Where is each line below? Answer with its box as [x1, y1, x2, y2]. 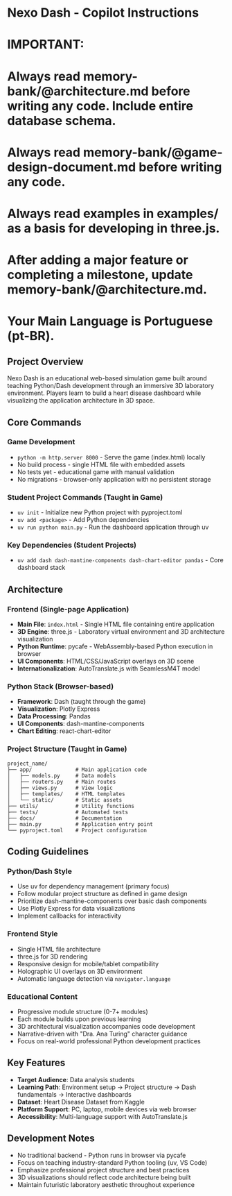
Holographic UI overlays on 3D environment [17, 967, 143, 975]
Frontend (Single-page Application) [7, 604, 130, 614]
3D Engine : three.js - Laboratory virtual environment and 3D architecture [17, 628, 225, 636]
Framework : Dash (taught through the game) [17, 698, 146, 706]
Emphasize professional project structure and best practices [17, 1165, 190, 1174]
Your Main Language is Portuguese [7, 314, 213, 329]
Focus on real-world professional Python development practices [17, 1036, 201, 1045]
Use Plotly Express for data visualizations [17, 904, 136, 913]
